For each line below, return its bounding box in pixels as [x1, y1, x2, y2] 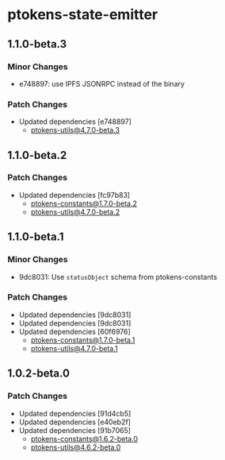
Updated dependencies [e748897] [18, 117, 132, 126]
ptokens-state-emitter [7, 6, 158, 24]
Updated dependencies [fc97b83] [18, 190, 131, 199]
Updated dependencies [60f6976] [18, 327, 132, 336]
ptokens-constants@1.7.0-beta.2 [30, 199, 138, 208]
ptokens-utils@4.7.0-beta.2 [30, 207, 120, 216]
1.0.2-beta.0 [7, 367, 71, 381]
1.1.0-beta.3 [7, 37, 67, 51]
